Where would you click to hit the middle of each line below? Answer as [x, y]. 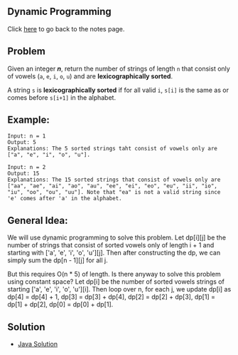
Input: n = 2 [27, 168]
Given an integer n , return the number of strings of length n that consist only [119, 68]
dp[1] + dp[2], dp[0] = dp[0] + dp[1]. [60, 304]
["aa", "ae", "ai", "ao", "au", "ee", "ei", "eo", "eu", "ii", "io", [113, 186]
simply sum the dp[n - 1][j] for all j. [58, 260]
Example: [28, 120]
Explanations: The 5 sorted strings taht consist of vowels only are [113, 149]
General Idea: [38, 220]
